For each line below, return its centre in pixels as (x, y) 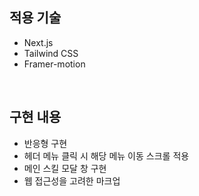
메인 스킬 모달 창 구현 (65, 168)
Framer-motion (54, 64)
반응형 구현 (45, 143)
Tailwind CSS (51, 53)
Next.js (38, 42)
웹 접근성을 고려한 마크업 (72, 180)
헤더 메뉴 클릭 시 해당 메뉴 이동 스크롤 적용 (106, 155)
